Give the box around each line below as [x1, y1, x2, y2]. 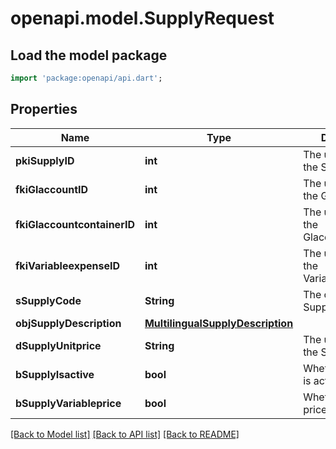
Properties [10, 101, 78, 118]
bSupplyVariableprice [15, 396, 122, 410]
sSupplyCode [15, 293, 82, 307]
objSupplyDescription [15, 316, 122, 330]
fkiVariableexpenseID [15, 258, 121, 272]
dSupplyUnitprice [15, 338, 102, 352]
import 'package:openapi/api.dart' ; [10, 73, 163, 83]
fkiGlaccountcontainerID [15, 217, 135, 231]
